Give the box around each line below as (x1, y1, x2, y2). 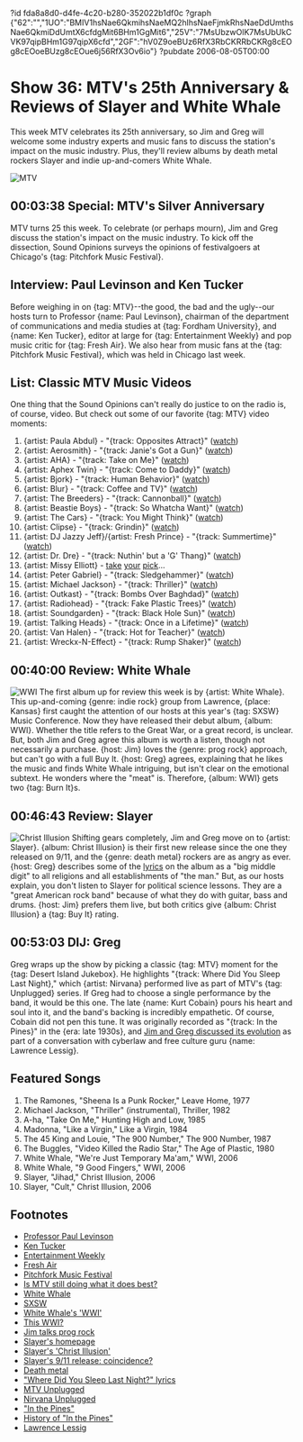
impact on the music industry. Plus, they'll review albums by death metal (10, 145, 278, 156)
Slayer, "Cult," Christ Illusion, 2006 (22, 1181, 152, 1192)
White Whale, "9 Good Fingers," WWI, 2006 (22, 1162, 186, 1173)
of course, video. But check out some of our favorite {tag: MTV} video (10, 409, 270, 420)
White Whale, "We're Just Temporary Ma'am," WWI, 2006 (22, 1152, 238, 1163)
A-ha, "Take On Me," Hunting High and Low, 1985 (22, 1114, 206, 1125)
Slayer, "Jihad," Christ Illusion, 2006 (22, 1171, 156, 1183)
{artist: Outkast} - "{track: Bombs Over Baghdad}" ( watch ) (22, 589, 240, 600)
